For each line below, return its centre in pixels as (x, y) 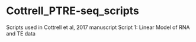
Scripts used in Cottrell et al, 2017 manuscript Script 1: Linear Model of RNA (98, 27)
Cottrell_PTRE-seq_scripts (73, 11)
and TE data (21, 33)
